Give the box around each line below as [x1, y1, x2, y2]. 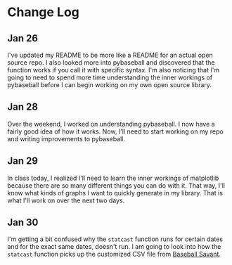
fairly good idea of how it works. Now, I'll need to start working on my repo [7, 127, 224, 136]
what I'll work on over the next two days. [7, 196, 125, 205]
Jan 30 [7, 216, 39, 228]
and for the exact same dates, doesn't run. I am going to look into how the [7, 243, 221, 251]
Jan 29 [7, 155, 39, 167]
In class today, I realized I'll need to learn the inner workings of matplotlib [7, 174, 219, 182]
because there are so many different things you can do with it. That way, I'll [7, 181, 225, 190]
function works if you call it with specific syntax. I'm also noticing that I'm [7, 66, 220, 74]
